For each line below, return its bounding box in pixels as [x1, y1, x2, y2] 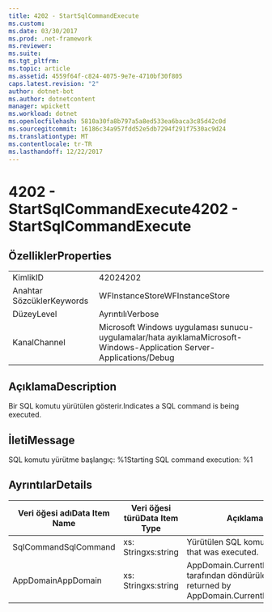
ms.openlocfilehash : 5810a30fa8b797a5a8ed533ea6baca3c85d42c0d [8, 118, 227, 126]
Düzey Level [12, 309, 57, 320]
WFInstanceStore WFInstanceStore [98, 290, 231, 302]
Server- [185, 342, 216, 353]
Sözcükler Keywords [12, 295, 89, 306]
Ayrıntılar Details [8, 478, 93, 492]
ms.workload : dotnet [8, 110, 79, 118]
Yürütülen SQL [186, 536, 242, 547]
